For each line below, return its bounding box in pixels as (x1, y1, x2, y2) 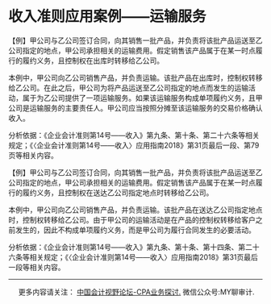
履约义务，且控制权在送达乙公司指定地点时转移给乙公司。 (22, 187, 214, 198)
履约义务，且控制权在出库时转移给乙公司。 (22, 56, 164, 65)
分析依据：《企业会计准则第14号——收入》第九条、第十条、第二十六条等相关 (8, 130, 260, 140)
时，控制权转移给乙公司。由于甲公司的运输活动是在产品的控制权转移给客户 (8, 214, 256, 224)
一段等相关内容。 (8, 262, 65, 272)
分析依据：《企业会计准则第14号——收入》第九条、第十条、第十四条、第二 (8, 242, 252, 252)
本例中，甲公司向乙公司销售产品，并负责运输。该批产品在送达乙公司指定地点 (8, 205, 263, 214)
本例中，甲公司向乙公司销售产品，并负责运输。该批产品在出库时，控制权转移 (8, 73, 263, 82)
